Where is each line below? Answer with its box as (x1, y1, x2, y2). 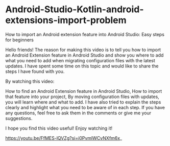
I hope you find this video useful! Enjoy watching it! (5, 125, 113, 131)
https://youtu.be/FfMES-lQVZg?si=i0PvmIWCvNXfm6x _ (5, 135, 123, 141)
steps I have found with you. (5, 68, 65, 75)
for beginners (5, 37, 34, 43)
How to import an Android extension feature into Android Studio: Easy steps (5, 31, 165, 37)
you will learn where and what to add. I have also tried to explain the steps (5, 99, 161, 105)
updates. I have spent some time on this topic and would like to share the (5, 63, 159, 69)
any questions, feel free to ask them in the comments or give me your (5, 110, 152, 116)
